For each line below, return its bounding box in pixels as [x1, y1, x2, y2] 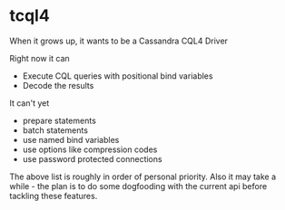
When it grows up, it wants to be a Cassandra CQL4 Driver [9, 35, 229, 46]
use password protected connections [22, 153, 162, 164]
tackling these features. [9, 190, 98, 201]
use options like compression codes [22, 144, 158, 155]
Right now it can [9, 52, 70, 63]
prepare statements [22, 115, 97, 126]
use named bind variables [22, 134, 120, 145]
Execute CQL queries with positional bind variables [22, 70, 213, 81]
